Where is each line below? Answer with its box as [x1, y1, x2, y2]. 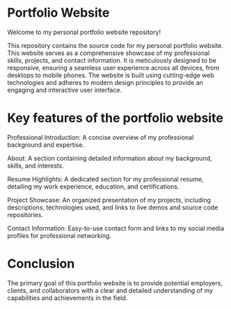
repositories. [7, 210, 44, 219]
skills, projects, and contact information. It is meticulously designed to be [7, 56, 217, 64]
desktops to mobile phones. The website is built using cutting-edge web [7, 71, 214, 79]
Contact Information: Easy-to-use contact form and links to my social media [7, 224, 225, 232]
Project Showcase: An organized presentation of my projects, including [7, 196, 211, 204]
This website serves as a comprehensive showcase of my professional [7, 49, 210, 57]
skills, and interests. [7, 161, 64, 170]
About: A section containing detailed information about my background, [7, 154, 212, 162]
